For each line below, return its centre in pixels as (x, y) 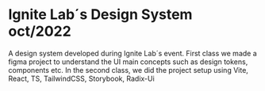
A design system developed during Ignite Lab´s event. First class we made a (133, 53)
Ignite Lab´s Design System (100, 15)
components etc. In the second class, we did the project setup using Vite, (128, 70)
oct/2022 (40, 31)
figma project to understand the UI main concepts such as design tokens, (128, 62)
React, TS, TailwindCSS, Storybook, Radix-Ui (81, 78)
